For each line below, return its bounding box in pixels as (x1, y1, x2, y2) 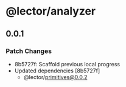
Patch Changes (5, 47, 52, 55)
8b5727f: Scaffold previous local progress (14, 60, 120, 68)
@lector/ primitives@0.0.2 (23, 73, 88, 80)
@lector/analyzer (5, 4, 96, 18)
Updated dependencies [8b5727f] (14, 67, 100, 74)
